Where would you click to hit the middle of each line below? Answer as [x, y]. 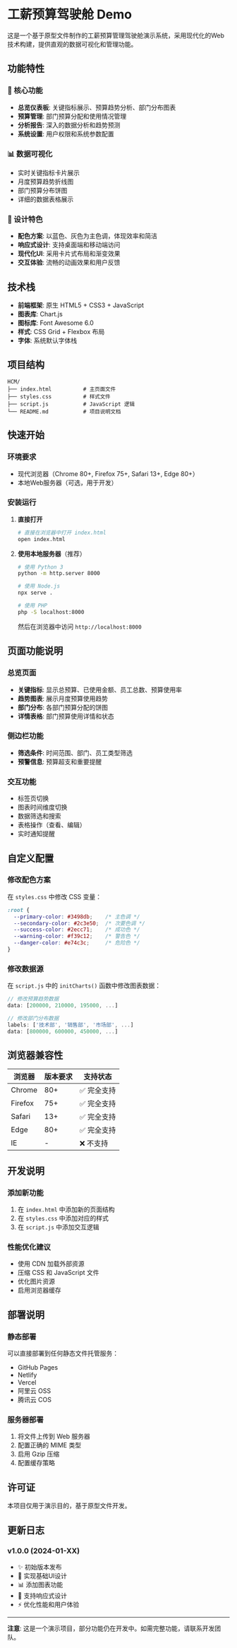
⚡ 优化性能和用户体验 [48, 1604]
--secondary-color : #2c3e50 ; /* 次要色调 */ [80, 923]
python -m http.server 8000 [59, 574]
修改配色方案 [29, 880]
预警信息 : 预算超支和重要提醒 [60, 761]
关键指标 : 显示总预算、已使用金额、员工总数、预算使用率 [99, 689]
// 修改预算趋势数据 [33, 999]
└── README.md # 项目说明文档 [64, 411]
